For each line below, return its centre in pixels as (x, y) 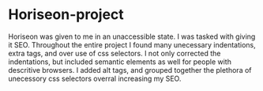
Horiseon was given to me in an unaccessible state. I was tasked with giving (132, 36)
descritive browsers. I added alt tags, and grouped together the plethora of (130, 70)
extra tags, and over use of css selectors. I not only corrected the (115, 53)
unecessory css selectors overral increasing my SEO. (95, 78)
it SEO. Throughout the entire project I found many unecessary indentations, (132, 44)
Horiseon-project (66, 15)
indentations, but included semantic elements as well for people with (120, 62)
